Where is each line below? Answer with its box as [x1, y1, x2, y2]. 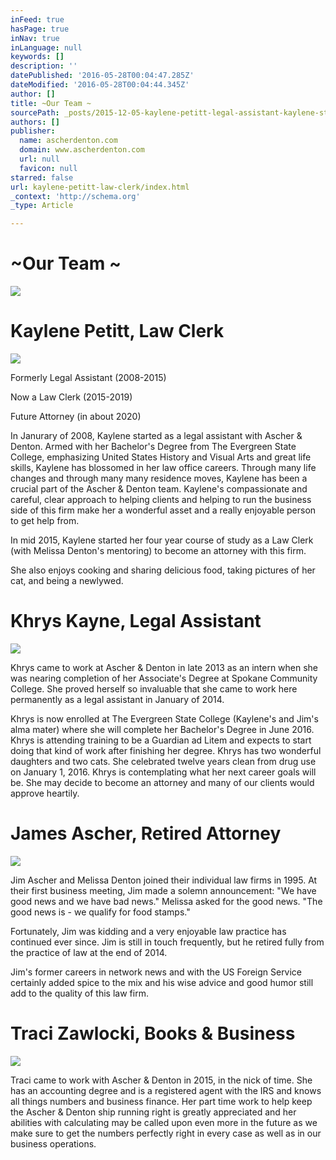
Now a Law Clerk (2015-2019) [10, 391, 133, 403]
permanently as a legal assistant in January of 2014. [10, 693, 225, 705]
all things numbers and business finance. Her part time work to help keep [10, 1095, 313, 1107]
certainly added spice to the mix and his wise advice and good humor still [10, 976, 314, 988]
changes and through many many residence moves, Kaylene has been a [10, 472, 308, 484]
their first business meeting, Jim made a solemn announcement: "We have [10, 884, 317, 896]
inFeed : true [10, 14, 65, 25]
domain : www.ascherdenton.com [19, 145, 145, 155]
